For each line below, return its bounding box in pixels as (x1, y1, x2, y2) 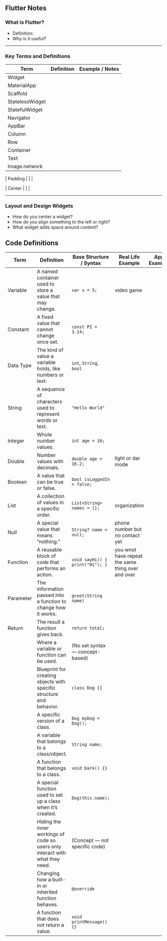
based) (71, 655, 88, 662)
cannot (36, 326, 53, 333)
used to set (36, 792, 63, 799)
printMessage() (71, 919, 108, 925)
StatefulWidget (7, 106, 43, 113)
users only (36, 843, 61, 850)
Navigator (7, 114, 31, 121)
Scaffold (7, 90, 27, 97)
